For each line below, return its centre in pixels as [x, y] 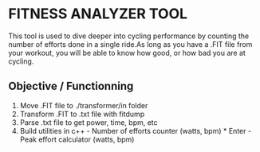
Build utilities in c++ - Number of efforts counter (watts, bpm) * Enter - [136, 131]
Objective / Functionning [71, 86]
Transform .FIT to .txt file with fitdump [82, 114]
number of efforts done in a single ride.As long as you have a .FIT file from [130, 44]
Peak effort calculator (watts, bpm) [77, 139]
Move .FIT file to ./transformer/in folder [84, 105]
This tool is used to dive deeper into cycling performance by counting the [129, 36]
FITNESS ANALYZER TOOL [98, 14]
